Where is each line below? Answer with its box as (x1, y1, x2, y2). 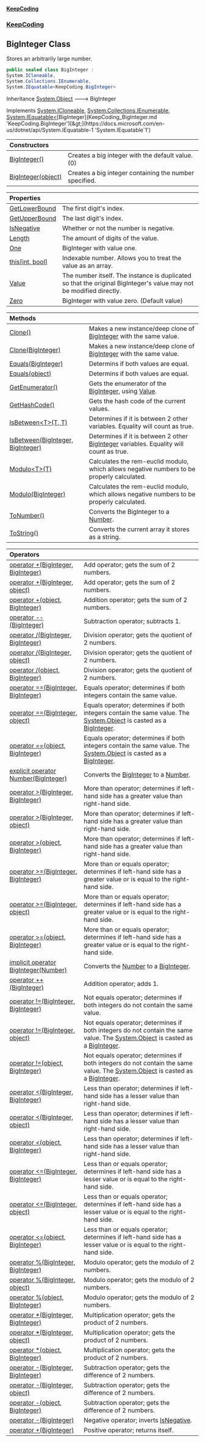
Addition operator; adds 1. (83, 979, 159, 988)
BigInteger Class (6, 38, 71, 49)
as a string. (88, 532, 121, 541)
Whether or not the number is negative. (62, 223, 175, 232)
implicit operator (9, 958, 57, 966)
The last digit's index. (62, 214, 123, 222)
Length (9, 234, 30, 242)
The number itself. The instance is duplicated (62, 271, 192, 280)
